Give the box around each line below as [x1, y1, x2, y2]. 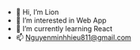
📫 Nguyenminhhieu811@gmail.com [15, 33, 132, 42]
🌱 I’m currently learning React [15, 24, 113, 33]
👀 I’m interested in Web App [15, 16, 107, 25]
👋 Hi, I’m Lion [15, 8, 59, 16]
